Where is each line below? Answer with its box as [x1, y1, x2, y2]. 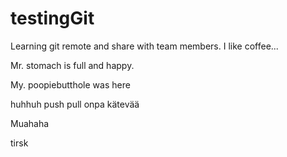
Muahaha [10, 117, 50, 129]
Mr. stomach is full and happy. [10, 59, 135, 71]
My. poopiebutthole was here [10, 78, 131, 91]
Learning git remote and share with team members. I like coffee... [10, 40, 279, 52]
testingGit [10, 7, 95, 30]
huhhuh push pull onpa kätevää [10, 98, 140, 110]
